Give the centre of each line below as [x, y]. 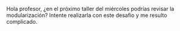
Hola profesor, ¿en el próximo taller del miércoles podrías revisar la [90, 9]
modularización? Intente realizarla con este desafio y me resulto [87, 15]
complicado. [22, 22]
